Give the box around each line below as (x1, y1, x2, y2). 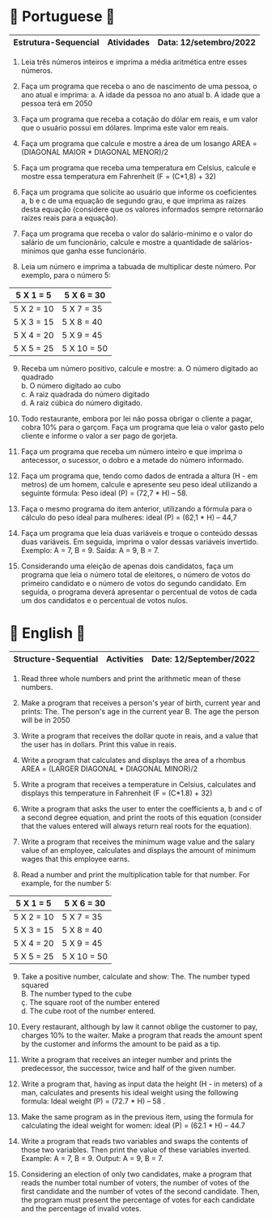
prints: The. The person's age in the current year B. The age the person (20, 706, 260, 716)
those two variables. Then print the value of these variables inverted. (20, 1145, 251, 1155)
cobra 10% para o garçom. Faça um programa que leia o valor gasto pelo (20, 422, 265, 432)
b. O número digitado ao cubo (20, 380, 121, 390)
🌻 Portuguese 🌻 (9, 7, 116, 26)
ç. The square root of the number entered (20, 997, 160, 1007)
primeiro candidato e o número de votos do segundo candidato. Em (20, 578, 247, 588)
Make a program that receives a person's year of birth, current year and (20, 697, 261, 708)
